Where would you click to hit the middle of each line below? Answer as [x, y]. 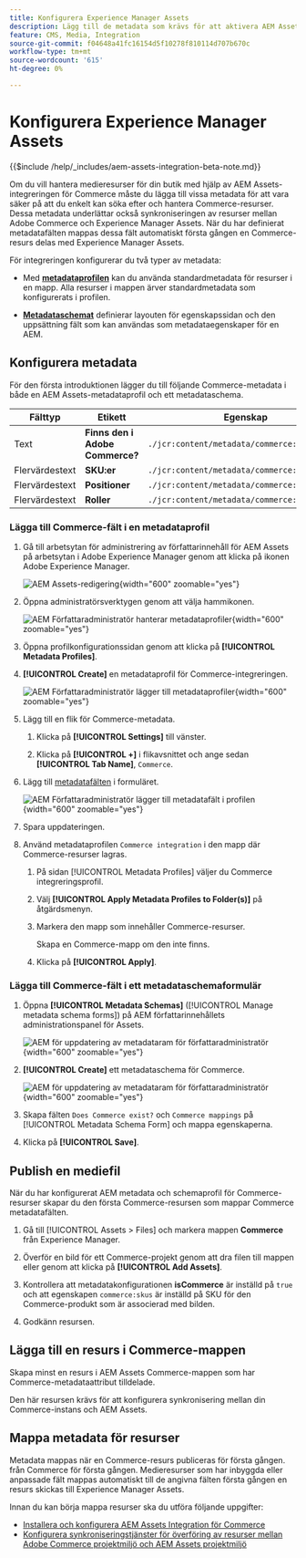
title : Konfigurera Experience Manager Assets [99, 18]
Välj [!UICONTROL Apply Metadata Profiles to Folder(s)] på [149, 898]
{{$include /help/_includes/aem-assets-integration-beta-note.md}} [135, 166]
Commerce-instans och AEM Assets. [78, 1409]
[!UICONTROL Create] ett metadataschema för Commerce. [133, 1070]
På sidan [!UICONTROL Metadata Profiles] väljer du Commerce [154, 871]
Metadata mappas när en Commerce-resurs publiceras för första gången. [148, 1459]
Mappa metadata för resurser [95, 1438]
